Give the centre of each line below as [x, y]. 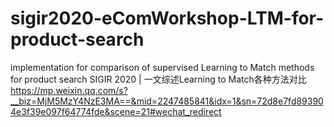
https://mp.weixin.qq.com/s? [69, 90]
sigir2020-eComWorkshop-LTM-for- [167, 18]
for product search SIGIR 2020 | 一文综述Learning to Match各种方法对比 [158, 79]
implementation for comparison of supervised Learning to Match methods [162, 67]
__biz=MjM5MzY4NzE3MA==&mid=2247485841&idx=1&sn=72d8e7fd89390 [167, 101]
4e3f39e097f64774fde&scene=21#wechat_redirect [116, 111]
